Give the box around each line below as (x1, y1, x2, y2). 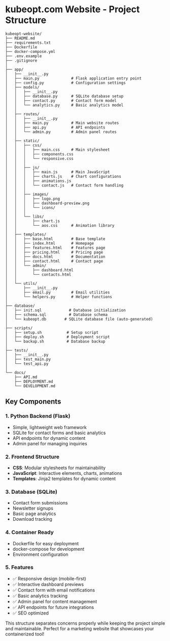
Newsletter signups (12, 505, 53, 512)
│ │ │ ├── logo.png (5, 196, 60, 201)
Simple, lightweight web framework (12, 424, 87, 430)
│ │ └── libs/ (5, 214, 44, 219)
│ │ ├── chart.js (5, 218, 60, 224)
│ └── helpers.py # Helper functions (5, 294, 113, 299)
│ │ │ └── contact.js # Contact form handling (5, 182, 124, 188)
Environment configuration (12, 551, 69, 557)
